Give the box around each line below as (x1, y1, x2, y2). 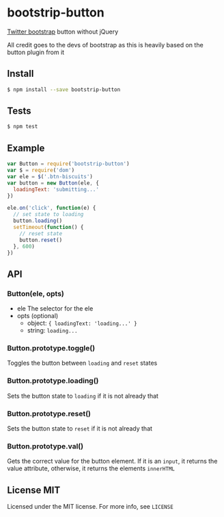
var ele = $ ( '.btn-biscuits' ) (7, 173, 94, 180)
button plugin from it (7, 48, 65, 56)
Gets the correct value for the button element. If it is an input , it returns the (7, 457, 218, 466)
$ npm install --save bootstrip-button (7, 86, 121, 93)
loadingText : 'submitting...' (13, 186, 99, 193)
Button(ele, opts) (7, 289, 65, 298)
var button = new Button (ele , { (7, 180, 99, 187)
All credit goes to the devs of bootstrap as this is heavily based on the (7, 40, 204, 49)
